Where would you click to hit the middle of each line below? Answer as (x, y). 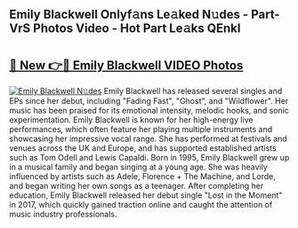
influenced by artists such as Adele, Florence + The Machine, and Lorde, (142, 176)
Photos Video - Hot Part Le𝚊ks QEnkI (137, 29)
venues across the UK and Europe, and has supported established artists (143, 148)
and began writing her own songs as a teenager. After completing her (137, 186)
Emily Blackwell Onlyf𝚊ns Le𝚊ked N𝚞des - (129, 15)
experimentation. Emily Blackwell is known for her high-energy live (131, 120)
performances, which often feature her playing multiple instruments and (141, 129)
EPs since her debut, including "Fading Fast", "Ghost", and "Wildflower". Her (149, 101)
